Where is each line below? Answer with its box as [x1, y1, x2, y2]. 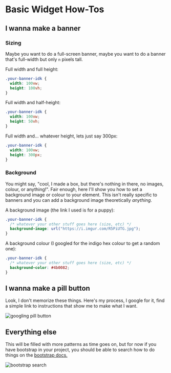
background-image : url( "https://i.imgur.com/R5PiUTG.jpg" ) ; [10, 226, 141, 231]
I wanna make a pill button [5, 284, 91, 293]
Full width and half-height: [5, 100, 60, 106]
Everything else [5, 328, 57, 336]
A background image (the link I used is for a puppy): [5, 207, 115, 213]
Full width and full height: [5, 66, 59, 72]
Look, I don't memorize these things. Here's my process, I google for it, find [5, 297, 165, 304]
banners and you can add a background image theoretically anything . [5, 197, 153, 203]
